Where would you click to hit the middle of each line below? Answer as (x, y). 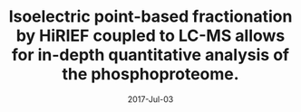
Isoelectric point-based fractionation (150, 17)
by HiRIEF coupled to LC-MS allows (150, 36)
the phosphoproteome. (150, 75)
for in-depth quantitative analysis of (150, 55)
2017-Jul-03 (150, 99)
